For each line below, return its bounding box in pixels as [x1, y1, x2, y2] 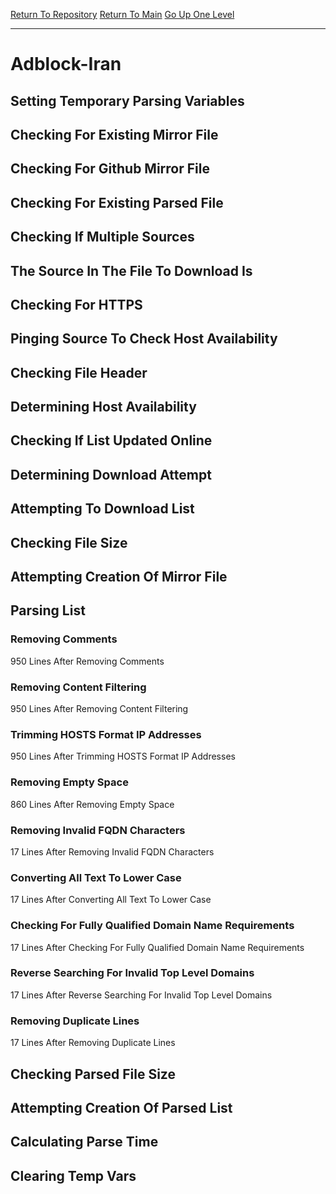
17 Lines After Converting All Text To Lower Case [10, 894, 212, 906]
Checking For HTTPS [10, 296, 143, 313]
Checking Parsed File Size [10, 1065, 176, 1083]
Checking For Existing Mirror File [10, 126, 219, 143]
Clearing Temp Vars [10, 1167, 137, 1184]
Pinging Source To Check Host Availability [10, 330, 278, 348]
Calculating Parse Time [10, 1134, 159, 1151]
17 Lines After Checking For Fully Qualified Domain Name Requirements [10, 941, 305, 953]
